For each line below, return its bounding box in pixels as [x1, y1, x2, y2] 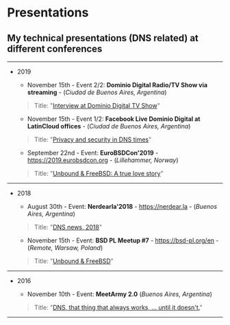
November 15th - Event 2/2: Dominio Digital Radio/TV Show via [27, 81, 207, 89]
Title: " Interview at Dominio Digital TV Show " [34, 102, 161, 109]
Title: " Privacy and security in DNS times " [34, 135, 152, 144]
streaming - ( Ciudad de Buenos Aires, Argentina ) [27, 88, 167, 96]
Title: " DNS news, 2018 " [34, 223, 103, 231]
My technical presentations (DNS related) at [7, 32, 199, 44]
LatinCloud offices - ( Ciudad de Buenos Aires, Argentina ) [27, 122, 191, 130]
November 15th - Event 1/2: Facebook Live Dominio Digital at [27, 115, 201, 123]
